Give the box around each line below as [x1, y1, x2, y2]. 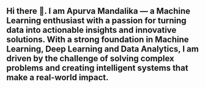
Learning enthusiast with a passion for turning [6, 16, 187, 26]
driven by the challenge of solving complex [6, 53, 174, 64]
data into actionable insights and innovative [6, 25, 177, 35]
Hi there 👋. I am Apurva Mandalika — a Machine [6, 6, 191, 16]
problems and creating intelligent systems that [6, 63, 188, 73]
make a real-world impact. [6, 72, 109, 83]
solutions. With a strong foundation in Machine [6, 35, 189, 45]
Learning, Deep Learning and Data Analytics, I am [6, 44, 199, 55]
